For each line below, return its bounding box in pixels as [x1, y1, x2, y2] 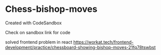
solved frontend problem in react [5, 39, 73, 45]
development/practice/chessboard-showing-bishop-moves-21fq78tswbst [5, 44, 156, 50]
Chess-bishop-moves [5, 3, 98, 15]
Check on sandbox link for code [5, 29, 71, 35]
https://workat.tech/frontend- [73, 39, 134, 45]
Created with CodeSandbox [5, 20, 62, 26]
